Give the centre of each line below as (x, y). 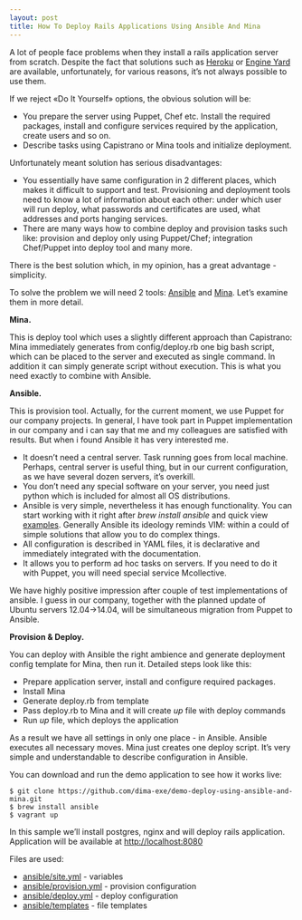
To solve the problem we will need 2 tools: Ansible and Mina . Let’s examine (149, 292)
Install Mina (44, 691)
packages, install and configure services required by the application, (150, 126)
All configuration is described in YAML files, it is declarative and (141, 544)
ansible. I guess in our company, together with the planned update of (138, 600)
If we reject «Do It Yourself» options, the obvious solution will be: (130, 98)
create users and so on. (66, 135)
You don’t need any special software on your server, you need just (146, 486)
